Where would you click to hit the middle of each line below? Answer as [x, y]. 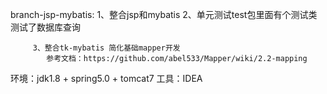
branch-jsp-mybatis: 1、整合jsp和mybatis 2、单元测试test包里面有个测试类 [164, 14]
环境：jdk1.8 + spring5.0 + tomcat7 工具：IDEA [106, 78]
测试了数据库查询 [45, 27]
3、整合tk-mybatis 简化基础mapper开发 [106, 48]
